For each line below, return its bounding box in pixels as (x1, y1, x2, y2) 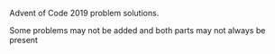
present (9, 35, 39, 45)
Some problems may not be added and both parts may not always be (9, 25, 266, 35)
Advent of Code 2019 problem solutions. (9, 8, 160, 18)
